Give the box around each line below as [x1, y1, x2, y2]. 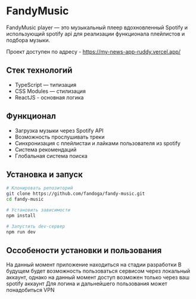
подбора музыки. [6, 36, 51, 43]
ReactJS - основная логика [14, 94, 84, 101]
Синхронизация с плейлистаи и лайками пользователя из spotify [14, 139, 181, 147]
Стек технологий [6, 66, 73, 76]
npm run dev [6, 229, 36, 235]
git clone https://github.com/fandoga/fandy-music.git [6, 191, 145, 197]
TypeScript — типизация [14, 81, 77, 88]
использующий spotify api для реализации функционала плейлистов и [6, 30, 185, 37]
